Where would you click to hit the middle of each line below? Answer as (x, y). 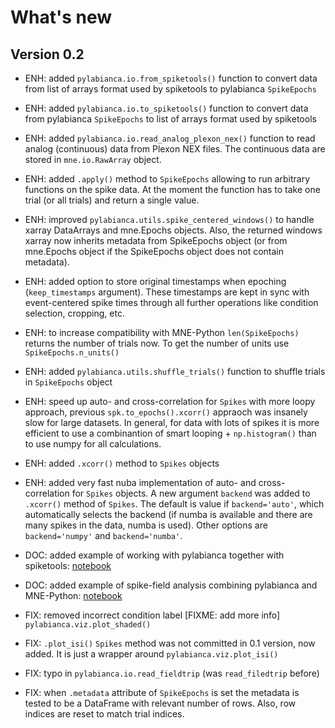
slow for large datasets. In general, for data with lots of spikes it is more (172, 422)
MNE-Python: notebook (73, 595)
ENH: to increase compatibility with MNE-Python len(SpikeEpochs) (162, 332)
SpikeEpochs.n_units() (72, 353)
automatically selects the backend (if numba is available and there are (168, 514)
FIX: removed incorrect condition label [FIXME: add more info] (152, 615)
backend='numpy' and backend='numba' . (103, 535)
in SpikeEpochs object (68, 382)
